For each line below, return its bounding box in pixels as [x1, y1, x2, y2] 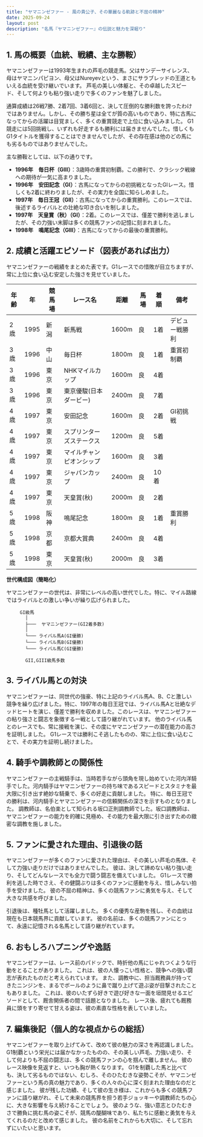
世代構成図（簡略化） [6, 575, 59, 583]
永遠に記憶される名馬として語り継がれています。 [16, 922, 138, 929]
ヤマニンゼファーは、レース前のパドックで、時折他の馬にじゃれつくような [6, 959, 192, 966]
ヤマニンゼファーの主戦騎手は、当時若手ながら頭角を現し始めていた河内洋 [6, 775, 192, 782]
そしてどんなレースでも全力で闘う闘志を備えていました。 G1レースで [16, 872, 187, 879]
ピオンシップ [63, 457, 101, 465]
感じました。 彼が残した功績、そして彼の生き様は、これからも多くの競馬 [6, 1086, 188, 1093]
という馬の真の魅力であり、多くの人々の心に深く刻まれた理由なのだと [22, 1078, 197, 1086]
